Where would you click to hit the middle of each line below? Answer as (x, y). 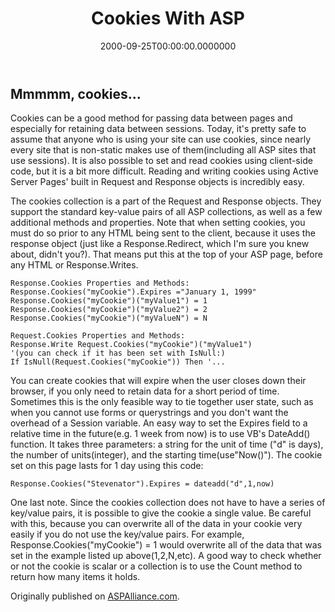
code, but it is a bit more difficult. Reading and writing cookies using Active (164, 171)
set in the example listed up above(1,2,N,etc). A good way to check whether (166, 556)
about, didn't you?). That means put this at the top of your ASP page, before (166, 254)
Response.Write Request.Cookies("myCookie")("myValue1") (131, 345)
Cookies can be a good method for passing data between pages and (151, 118)
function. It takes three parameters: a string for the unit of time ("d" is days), (167, 444)
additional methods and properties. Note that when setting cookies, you (158, 223)
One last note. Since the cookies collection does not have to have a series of (168, 503)
